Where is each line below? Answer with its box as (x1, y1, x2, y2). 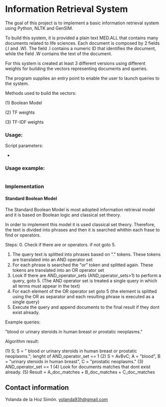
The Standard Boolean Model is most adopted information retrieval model (5, 206, 155, 212)
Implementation (5, 183, 45, 190)
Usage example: (5, 165, 45, 172)
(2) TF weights (5, 109, 35, 115)
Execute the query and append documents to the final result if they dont (12, 304, 160, 310)
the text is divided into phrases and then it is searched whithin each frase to (5, 227, 160, 233)
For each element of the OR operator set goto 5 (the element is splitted (12, 288, 157, 294)
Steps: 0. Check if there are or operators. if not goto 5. (5, 242, 116, 247)
